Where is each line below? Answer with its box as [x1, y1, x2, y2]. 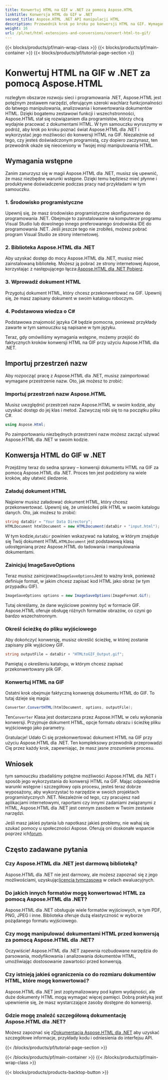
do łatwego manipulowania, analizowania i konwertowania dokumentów [5, 105, 152, 111]
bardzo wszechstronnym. [5, 612, 57, 619]
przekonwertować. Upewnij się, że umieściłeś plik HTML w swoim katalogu [5, 504, 160, 510]
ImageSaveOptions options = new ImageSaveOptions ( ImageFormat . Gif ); [5, 593, 151, 598]
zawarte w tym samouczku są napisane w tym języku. [5, 324, 116, 330]
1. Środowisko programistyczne [5, 198, 83, 205]
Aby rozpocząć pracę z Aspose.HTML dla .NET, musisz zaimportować [5, 372, 150, 378]
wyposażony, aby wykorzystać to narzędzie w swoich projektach [5, 789, 139, 795]
